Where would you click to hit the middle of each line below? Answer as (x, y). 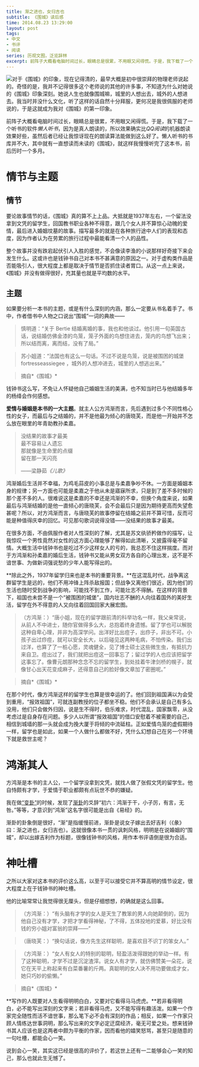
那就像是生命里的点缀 (46, 451)
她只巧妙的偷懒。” (41, 976)
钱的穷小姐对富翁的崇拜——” (55, 928)
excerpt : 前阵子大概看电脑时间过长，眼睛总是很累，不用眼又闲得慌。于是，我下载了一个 (100, 61)
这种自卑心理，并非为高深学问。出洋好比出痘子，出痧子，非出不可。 (104, 632)
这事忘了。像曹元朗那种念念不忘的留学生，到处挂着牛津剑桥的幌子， (104, 662)
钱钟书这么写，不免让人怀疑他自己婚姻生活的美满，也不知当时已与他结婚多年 (99, 389)
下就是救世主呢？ (27, 739)
